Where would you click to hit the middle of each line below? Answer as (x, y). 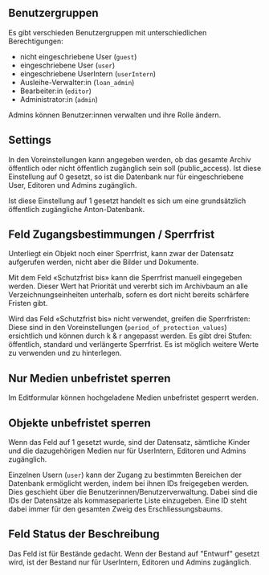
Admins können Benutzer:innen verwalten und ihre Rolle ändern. (115, 115)
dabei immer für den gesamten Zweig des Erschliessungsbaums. (116, 509)
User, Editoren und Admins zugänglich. (73, 185)
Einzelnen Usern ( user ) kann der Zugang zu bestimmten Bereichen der (125, 475)
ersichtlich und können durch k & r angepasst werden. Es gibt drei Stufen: (130, 336)
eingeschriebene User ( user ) (67, 65)
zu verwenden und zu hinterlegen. (65, 353)
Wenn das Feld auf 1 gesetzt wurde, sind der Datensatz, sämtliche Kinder (129, 442)
